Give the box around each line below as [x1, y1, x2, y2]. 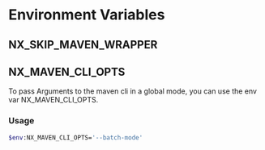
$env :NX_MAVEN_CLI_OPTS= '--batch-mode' [8, 133, 143, 142]
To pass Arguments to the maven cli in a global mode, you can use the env [8, 86, 258, 96]
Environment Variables [8, 6, 165, 24]
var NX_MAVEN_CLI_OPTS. [8, 95, 99, 105]
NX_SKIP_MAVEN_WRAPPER [8, 38, 158, 52]
